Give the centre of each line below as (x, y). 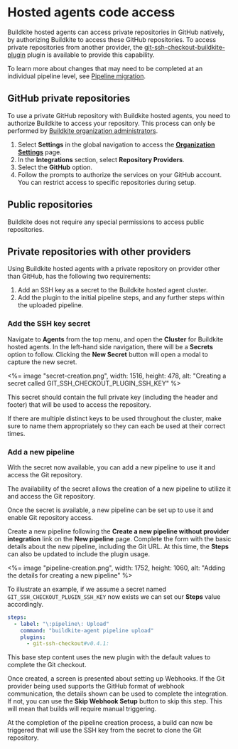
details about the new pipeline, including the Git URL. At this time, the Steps (118, 546)
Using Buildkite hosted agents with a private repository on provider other (114, 269)
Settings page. (39, 152)
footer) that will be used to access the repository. (79, 404)
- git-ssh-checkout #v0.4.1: (68, 644)
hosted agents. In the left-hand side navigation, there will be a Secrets (110, 346)
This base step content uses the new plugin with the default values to (109, 657)
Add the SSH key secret (49, 324)
